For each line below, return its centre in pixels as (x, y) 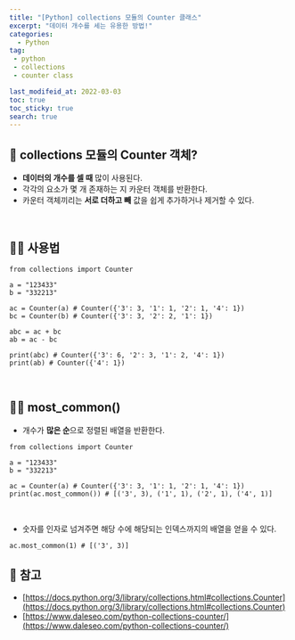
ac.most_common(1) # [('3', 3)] (69, 546)
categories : (31, 34)
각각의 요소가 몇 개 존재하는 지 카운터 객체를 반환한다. (115, 189)
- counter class (43, 76)
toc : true (28, 100)
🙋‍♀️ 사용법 (35, 248)
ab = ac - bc (33, 340)
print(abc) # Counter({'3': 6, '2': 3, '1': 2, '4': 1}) (117, 355)
